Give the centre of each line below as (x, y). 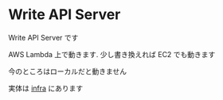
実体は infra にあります (46, 88)
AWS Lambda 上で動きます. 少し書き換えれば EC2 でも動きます (112, 54)
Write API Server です (43, 37)
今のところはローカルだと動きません (68, 71)
